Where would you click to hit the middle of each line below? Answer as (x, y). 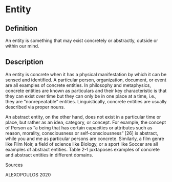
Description (24, 62)
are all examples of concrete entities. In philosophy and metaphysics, (78, 85)
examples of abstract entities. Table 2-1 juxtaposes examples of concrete (83, 149)
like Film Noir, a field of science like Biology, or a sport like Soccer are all (82, 144)
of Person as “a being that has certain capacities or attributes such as (79, 128)
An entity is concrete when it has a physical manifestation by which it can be (86, 74)
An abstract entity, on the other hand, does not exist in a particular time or (83, 117)
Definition (21, 28)
